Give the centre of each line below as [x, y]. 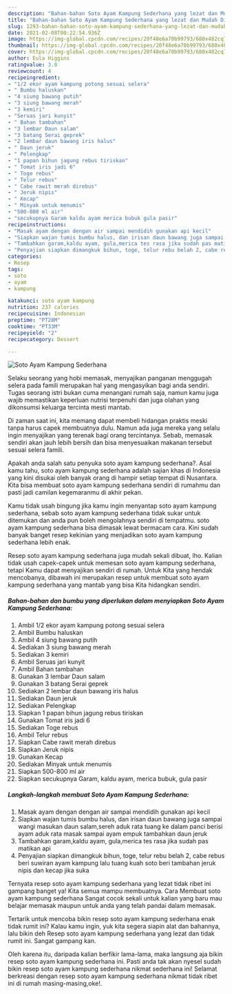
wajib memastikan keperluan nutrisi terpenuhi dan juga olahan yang [104, 400]
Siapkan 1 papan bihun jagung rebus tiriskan [81, 713]
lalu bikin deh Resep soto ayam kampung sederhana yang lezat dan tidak [112, 933]
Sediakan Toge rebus [48, 728]
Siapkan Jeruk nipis [46, 750]
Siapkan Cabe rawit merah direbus [67, 742]
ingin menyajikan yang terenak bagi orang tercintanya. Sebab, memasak [110, 435]
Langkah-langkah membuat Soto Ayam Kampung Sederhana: [98, 795]
